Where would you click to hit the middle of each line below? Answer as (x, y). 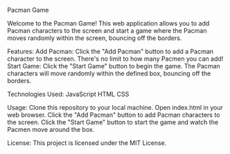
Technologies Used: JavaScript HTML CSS (68, 94)
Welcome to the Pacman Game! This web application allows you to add (108, 23)
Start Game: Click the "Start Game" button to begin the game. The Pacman (114, 66)
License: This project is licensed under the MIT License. (87, 143)
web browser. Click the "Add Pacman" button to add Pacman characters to (114, 115)
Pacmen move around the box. (51, 129)
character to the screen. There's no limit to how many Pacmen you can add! (115, 59)
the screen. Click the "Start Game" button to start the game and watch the (113, 122)
